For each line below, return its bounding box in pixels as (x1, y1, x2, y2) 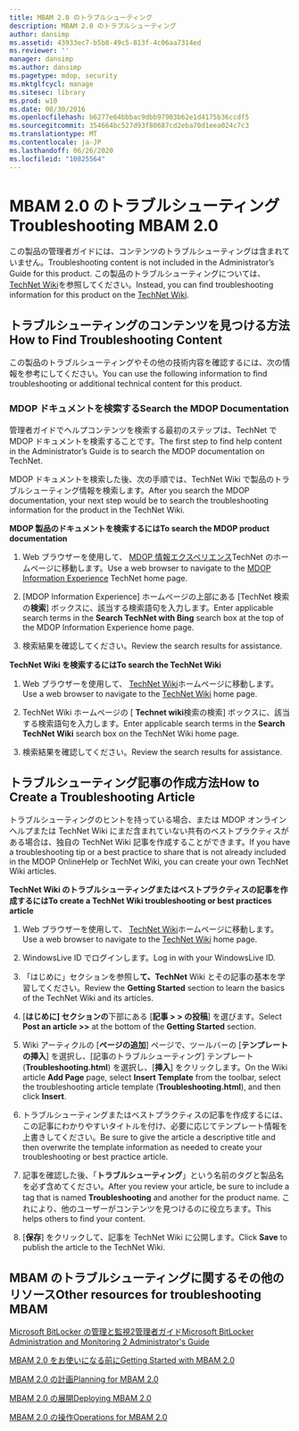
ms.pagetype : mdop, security (9, 72, 118, 80)
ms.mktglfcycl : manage (9, 80, 94, 89)
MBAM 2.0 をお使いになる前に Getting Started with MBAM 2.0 (9, 1355, 235, 1366)
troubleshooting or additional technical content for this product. (9, 378, 243, 389)
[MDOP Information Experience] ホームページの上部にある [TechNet (21, 591, 272, 602)
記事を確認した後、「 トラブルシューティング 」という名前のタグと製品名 (21, 1170, 284, 1181)
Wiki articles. (9, 866, 57, 876)
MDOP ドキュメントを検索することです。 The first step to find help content (9, 436, 283, 446)
